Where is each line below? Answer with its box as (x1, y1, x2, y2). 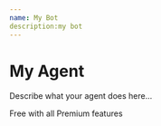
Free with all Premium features (9, 108, 124, 119)
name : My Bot (9, 13, 59, 23)
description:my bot (9, 22, 83, 31)
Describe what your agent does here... (9, 91, 153, 102)
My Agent (9, 61, 85, 82)
